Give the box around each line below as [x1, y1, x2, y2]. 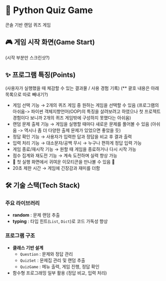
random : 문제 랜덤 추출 [12, 212, 60, 218]
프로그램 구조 [5, 232, 35, 239]
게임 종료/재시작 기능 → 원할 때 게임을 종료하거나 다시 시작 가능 [12, 146, 137, 152]
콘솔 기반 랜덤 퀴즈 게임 [5, 22, 51, 28]
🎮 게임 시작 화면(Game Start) [5, 38, 95, 47]
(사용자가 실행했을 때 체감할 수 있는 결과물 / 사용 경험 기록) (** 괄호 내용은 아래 [5, 85, 159, 91]
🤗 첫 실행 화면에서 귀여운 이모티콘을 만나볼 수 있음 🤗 [12, 159, 115, 165]
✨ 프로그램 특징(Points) [5, 71, 76, 80]
